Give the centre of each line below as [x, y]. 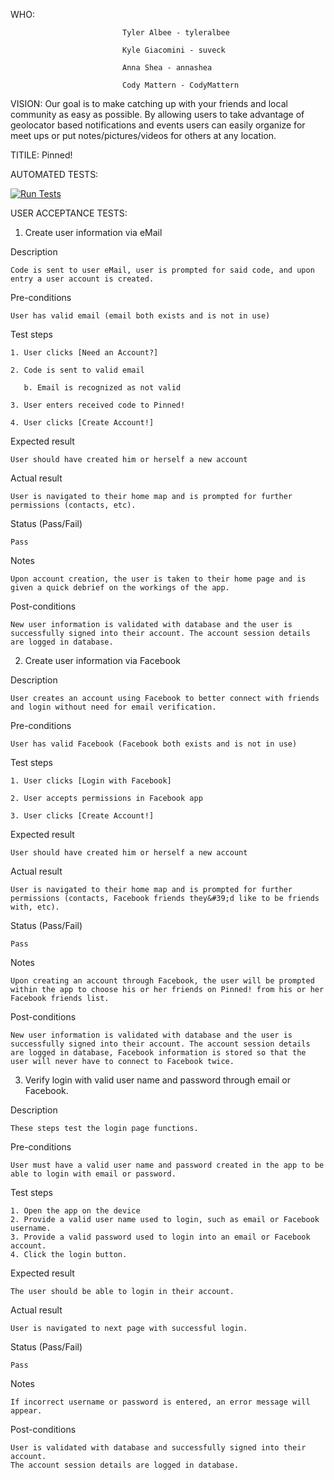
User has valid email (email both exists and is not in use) [140, 316]
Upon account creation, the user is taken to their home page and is [158, 579]
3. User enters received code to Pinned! [98, 405]
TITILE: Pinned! [41, 155]
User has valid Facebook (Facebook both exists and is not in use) [154, 744]
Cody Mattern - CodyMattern [180, 85]
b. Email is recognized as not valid [102, 388]
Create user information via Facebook [102, 660]
